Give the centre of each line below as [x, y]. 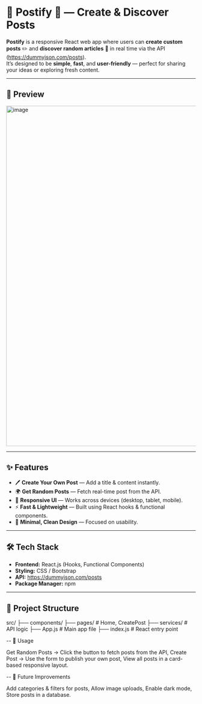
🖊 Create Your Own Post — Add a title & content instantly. [87, 482]
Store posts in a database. [38, 695]
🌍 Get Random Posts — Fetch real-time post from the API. [88, 491]
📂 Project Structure [43, 608]
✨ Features [27, 467]
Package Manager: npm [45, 584]
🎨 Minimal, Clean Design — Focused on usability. [76, 522]
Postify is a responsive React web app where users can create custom [95, 41]
